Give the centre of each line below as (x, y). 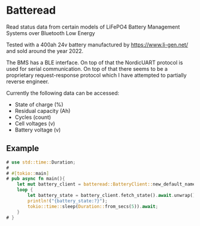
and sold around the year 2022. (45, 51)
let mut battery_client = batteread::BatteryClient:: (85, 184)
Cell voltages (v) (35, 123)
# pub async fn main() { (36, 179)
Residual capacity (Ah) (43, 111)
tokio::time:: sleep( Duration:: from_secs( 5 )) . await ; (93, 206)
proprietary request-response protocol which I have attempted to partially (96, 75)
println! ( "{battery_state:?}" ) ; (68, 201)
